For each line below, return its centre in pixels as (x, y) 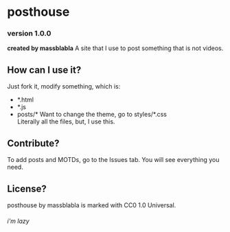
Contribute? (33, 143)
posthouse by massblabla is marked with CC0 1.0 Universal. (92, 205)
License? (27, 188)
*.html (25, 100)
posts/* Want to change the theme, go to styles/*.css (92, 115)
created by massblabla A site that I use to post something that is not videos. (115, 48)
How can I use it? (44, 70)
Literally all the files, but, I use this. (66, 121)
